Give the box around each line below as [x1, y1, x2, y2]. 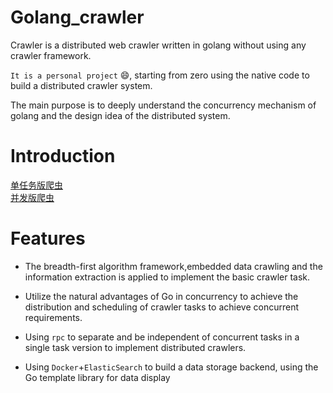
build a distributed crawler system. [10, 79, 153, 91]
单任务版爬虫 [10, 179, 63, 191]
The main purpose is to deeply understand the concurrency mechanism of [10, 99, 317, 111]
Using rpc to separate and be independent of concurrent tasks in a [24, 331, 300, 343]
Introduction [10, 145, 116, 168]
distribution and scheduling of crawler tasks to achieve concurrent [24, 301, 299, 313]
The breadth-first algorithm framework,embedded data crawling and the [24, 260, 323, 272]
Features [10, 227, 86, 250]
